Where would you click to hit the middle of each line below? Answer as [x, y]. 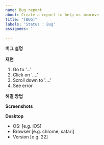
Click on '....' [25, 75]
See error [23, 86]
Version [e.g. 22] [30, 137]
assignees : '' [20, 29]
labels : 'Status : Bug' [31, 24]
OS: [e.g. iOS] [27, 126]
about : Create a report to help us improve [52, 15]
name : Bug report [24, 10]
